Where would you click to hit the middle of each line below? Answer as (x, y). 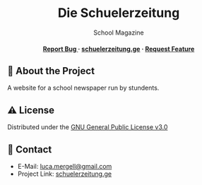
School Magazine (119, 32)
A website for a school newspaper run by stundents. (83, 88)
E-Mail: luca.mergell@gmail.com (65, 166)
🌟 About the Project (51, 71)
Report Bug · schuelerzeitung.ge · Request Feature (119, 49)
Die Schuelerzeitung (119, 13)
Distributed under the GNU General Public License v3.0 (88, 127)
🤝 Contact (30, 149)
